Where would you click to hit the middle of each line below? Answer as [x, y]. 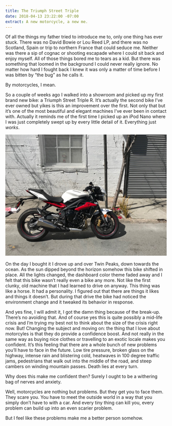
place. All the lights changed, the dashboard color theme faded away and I [84, 275]
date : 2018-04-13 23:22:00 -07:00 [42, 16]
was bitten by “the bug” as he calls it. [45, 75]
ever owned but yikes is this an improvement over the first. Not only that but [85, 106]
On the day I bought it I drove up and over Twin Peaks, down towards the [82, 264]
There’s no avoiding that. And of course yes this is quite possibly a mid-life [84, 317]
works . [13, 128]
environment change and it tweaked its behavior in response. [70, 302]
